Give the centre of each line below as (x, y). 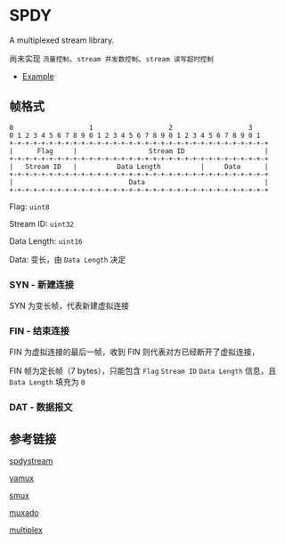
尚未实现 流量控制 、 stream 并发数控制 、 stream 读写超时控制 (111, 58)
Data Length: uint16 (46, 240)
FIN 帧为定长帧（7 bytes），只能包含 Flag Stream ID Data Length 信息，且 (143, 371)
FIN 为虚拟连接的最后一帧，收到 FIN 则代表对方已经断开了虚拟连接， (134, 352)
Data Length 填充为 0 (47, 382)
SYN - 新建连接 (41, 284)
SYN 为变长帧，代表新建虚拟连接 (69, 306)
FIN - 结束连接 (39, 330)
